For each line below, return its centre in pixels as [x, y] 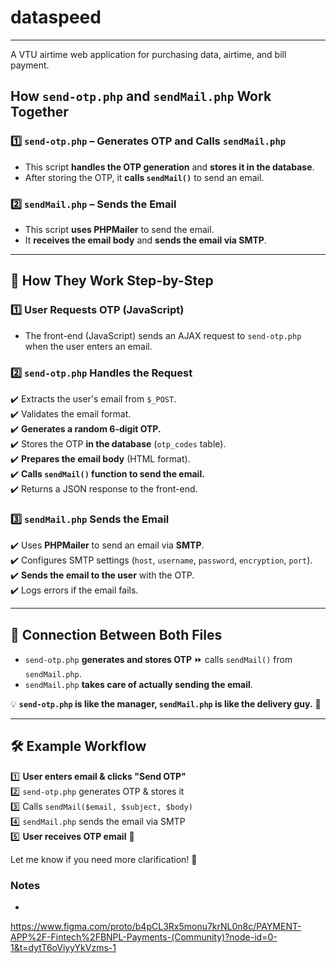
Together [39, 112]
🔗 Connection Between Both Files [116, 634]
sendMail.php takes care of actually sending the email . [138, 685]
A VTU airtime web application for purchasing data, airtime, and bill [148, 54]
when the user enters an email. [88, 346]
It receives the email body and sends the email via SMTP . [145, 240]
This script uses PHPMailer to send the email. [119, 229]
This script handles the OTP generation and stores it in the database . [169, 167]
